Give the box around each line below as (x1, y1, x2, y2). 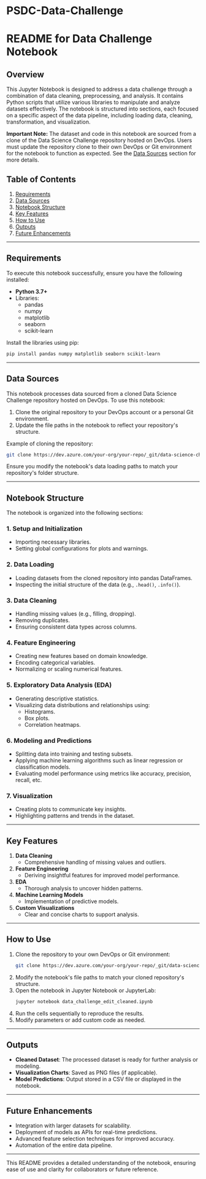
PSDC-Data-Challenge (6, 4, 124, 18)
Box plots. (24, 714, 50, 722)
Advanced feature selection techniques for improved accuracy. (15, 1135, 175, 1143)
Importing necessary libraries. (15, 538, 91, 546)
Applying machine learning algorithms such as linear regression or (15, 756, 183, 764)
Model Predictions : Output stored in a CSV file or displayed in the (15, 1076, 181, 1083)
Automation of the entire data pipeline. (15, 1142, 113, 1149)
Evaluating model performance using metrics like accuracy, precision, (15, 769, 192, 777)
